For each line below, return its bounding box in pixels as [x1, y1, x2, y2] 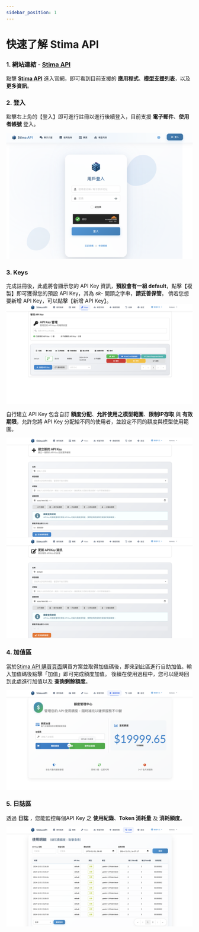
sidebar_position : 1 [6, 9, 57, 15]
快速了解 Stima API [6, 37, 99, 51]
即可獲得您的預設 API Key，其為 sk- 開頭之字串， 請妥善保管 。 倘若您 [16, 290, 184, 297]
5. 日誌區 [6, 800, 31, 808]
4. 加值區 [6, 648, 32, 656]
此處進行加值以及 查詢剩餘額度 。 [11, 678, 91, 685]
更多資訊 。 [6, 82, 33, 90]
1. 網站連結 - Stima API [6, 60, 71, 68]
